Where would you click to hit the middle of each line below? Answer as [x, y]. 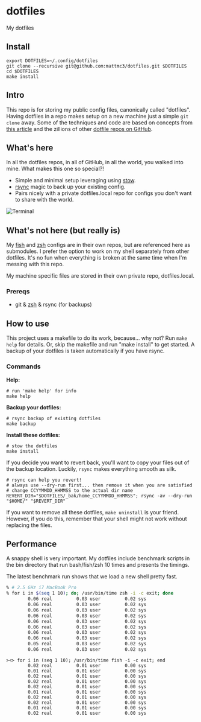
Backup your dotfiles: [34, 407]
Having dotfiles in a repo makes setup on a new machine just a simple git [97, 116]
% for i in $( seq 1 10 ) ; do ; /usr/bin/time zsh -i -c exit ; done [90, 593]
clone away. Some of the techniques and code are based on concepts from [100, 123]
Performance [32, 544]
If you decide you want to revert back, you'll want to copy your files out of [98, 462]
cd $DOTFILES [23, 71]
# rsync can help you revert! [44, 480]
